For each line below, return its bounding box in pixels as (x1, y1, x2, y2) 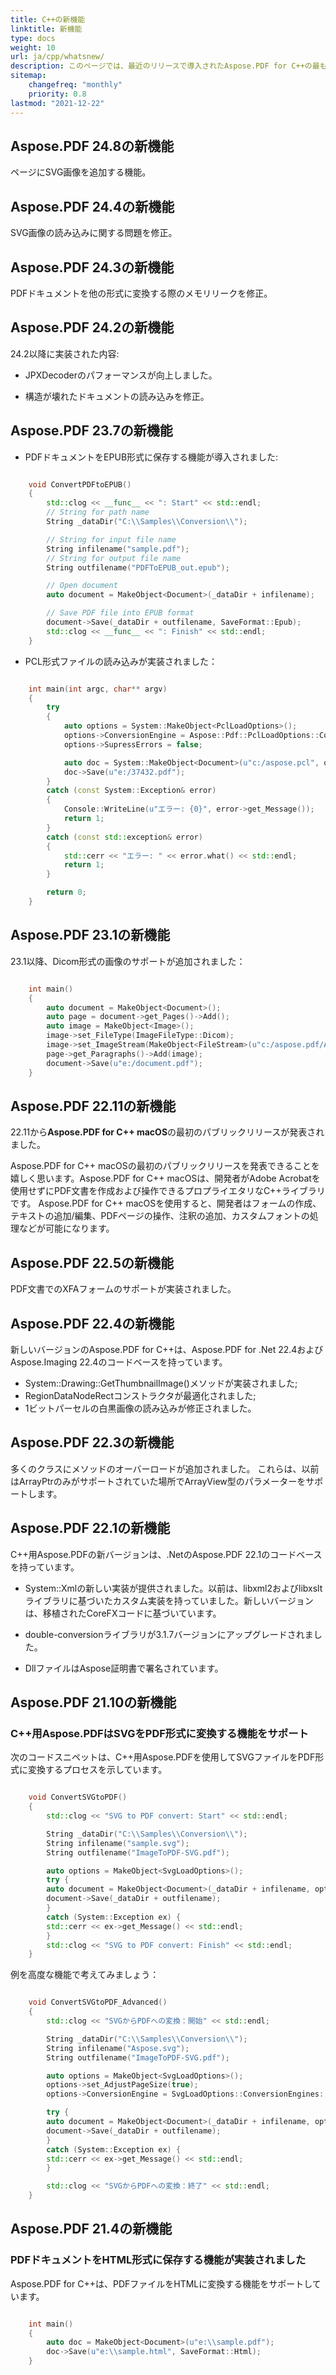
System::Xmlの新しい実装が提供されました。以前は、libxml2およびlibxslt (24, 1582, 323, 1594)
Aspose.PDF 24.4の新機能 (10, 198, 175, 215)
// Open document (46, 581, 118, 591)
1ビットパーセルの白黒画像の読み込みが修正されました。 (24, 1402, 257, 1414)
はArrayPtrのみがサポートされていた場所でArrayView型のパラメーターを (10, 1475, 307, 1487)
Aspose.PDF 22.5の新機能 (10, 1254, 175, 1271)
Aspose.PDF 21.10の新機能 (10, 1694, 177, 1711)
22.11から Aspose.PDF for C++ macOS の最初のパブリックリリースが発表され (10, 1126, 325, 1138)
